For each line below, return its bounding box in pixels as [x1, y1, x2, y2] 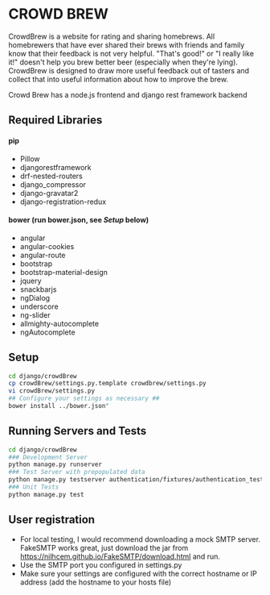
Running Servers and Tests [8, 424, 147, 438]
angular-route [19, 250, 66, 260]
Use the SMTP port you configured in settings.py [19, 560, 182, 569]
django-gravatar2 [19, 188, 79, 198]
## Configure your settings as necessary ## [8, 394, 160, 403]
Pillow [19, 154, 40, 164]
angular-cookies [19, 241, 75, 251]
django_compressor [19, 179, 87, 189]
